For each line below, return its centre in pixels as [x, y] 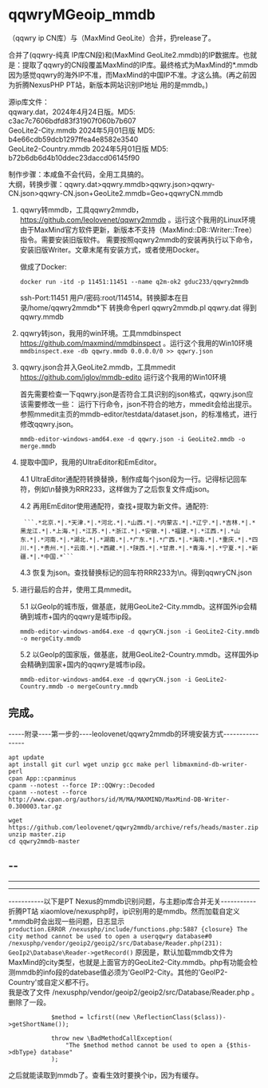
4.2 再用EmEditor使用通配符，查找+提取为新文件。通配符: [114, 506]
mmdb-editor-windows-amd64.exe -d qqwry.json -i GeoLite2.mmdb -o [132, 439]
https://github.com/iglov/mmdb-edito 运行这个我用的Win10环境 [123, 377]
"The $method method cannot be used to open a [144, 1045]
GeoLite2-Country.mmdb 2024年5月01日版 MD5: [89, 149]
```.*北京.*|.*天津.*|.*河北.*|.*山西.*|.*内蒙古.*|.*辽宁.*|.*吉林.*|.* [140, 522]
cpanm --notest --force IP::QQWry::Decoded [82, 785]
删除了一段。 [29, 1002]
